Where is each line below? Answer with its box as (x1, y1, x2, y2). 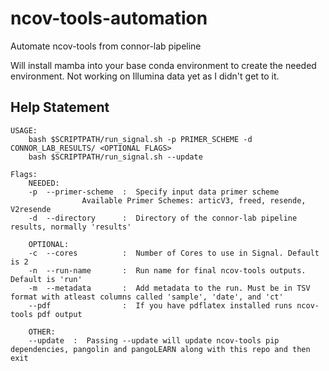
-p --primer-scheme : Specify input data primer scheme (28, 187, 280, 197)
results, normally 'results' (10, 222, 132, 232)
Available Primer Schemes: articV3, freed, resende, (81, 195, 307, 206)
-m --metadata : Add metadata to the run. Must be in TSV (28, 283, 311, 293)
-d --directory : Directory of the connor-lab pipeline (28, 213, 298, 223)
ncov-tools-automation (10, 7, 208, 30)
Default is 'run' (10, 274, 83, 284)
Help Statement (10, 99, 110, 116)
